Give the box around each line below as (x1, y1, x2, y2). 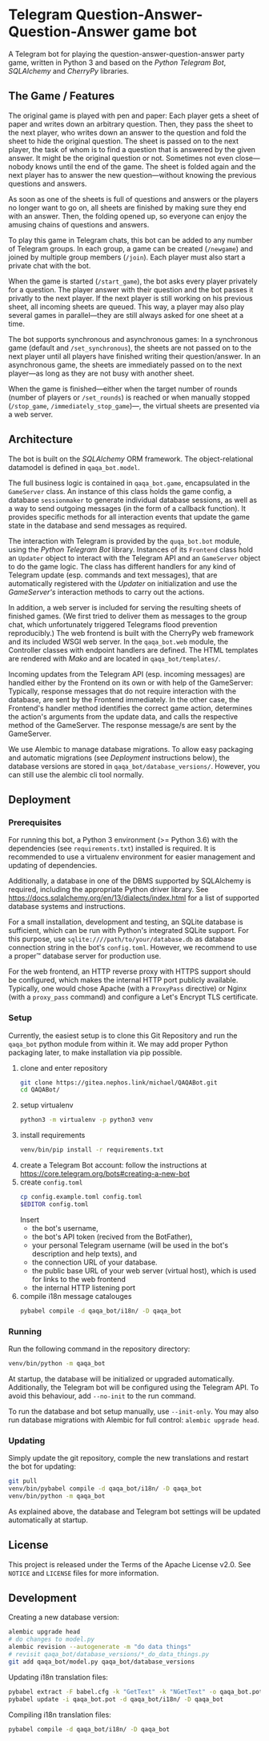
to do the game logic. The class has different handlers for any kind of (8, 561, 236, 571)
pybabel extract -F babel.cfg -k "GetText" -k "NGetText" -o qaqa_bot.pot (8, 1687, 263, 1695)
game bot (132, 22, 198, 41)
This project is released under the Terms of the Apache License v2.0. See (8, 1559, 251, 1569)
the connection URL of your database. (31, 1257, 158, 1267)
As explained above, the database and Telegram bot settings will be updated (8, 1506, 261, 1516)
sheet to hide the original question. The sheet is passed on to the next (8, 136, 239, 146)
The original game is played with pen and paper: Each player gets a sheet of (8, 111, 259, 120)
